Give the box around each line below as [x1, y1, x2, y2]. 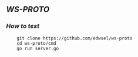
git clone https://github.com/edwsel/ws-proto [16, 35, 133, 41]
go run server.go [16, 45, 59, 51]
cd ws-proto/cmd [16, 40, 57, 46]
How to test [6, 22, 40, 30]
